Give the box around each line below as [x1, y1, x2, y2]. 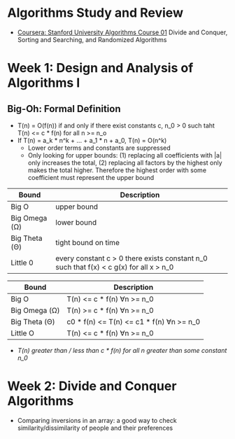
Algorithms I [7, 75, 80, 91]
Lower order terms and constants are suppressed [27, 144, 171, 152]
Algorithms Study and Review [7, 5, 184, 21]
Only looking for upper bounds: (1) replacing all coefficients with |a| [27, 151, 222, 159]
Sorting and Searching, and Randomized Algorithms [17, 35, 167, 43]
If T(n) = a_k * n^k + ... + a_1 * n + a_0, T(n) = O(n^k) [17, 136, 167, 144]
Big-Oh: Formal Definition [7, 103, 121, 115]
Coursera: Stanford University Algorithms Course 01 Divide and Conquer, [17, 28, 228, 36]
